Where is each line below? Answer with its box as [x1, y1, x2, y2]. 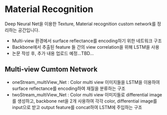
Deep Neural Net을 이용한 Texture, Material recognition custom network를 [5, 21, 156, 27]
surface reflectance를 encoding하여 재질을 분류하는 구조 [12, 85, 126, 91]
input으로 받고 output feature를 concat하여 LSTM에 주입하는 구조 [12, 104, 142, 110]
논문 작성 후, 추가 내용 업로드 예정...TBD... [12, 50, 94, 56]
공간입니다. [18, 27, 40, 33]
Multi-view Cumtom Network [5, 65, 98, 74]
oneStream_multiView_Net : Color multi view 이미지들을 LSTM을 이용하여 [12, 79, 160, 85]
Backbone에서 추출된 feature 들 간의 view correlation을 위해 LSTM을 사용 [12, 44, 159, 50]
